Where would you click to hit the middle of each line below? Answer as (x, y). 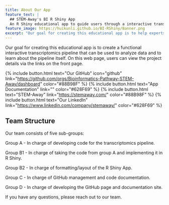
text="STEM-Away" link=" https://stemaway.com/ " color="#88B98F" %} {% (83, 94)
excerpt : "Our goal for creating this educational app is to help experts (85, 33)
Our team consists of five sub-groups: (45, 133)
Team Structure (30, 121)
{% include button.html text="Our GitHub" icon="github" (64, 73)
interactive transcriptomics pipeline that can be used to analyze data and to (83, 53)
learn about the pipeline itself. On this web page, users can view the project (83, 58)
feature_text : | (22, 15)
